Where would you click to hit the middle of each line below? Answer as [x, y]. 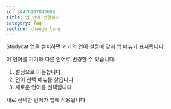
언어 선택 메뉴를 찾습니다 [44, 79]
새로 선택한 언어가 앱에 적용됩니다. [47, 100]
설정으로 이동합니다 [38, 72]
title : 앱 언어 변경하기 [33, 17]
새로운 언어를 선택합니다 [44, 87]
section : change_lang [34, 29]
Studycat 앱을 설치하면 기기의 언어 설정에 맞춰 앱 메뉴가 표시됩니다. [86, 46]
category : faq [24, 23]
